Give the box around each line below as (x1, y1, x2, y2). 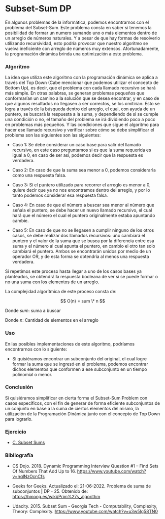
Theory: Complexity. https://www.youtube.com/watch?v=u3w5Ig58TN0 (12, 509, 158, 515)
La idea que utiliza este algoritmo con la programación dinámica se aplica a (5, 75, 158, 81)
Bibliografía (5, 452, 33, 459)
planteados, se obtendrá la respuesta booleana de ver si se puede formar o (5, 274, 158, 280)
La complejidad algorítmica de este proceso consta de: (5, 289, 117, 295)
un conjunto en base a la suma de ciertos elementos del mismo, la (5, 405, 139, 411)
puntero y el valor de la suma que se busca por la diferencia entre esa (12, 238, 154, 244)
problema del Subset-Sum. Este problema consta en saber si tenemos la (5, 24, 152, 30)
